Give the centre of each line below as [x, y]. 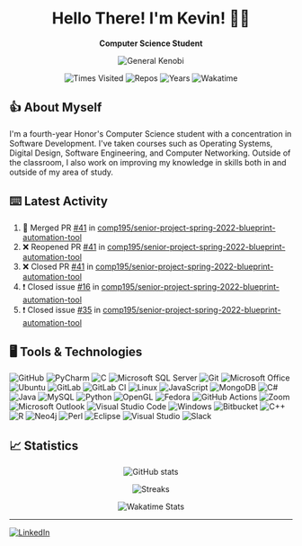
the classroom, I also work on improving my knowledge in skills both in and [148, 162]
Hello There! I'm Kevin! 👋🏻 [151, 18]
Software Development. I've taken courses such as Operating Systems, [141, 143]
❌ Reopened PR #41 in [64, 246]
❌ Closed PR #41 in [58, 266]
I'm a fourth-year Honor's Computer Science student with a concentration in [151, 133]
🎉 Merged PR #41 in [59, 228]
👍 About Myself [56, 107]
